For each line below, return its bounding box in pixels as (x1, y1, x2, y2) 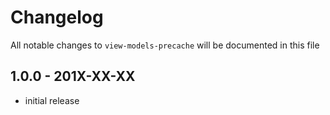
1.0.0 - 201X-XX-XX (10, 68, 136, 85)
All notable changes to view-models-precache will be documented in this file (10, 39, 320, 51)
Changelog (10, 6, 104, 29)
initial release (24, 94, 80, 106)
